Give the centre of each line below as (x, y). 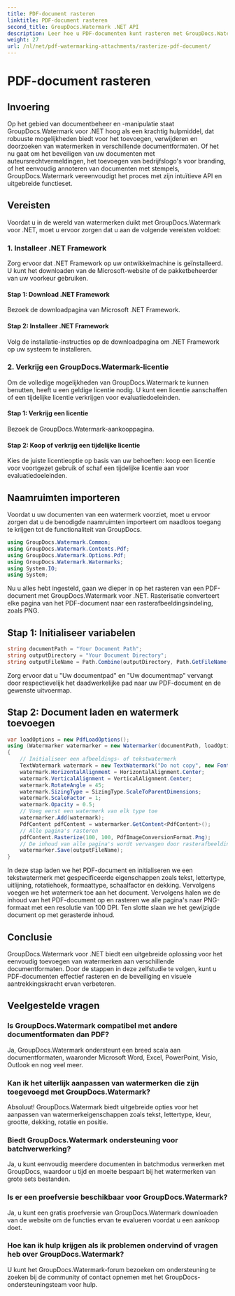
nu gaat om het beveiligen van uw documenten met (81, 154)
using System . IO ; (33, 568)
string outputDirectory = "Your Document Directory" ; (87, 655)
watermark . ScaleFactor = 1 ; (60, 798)
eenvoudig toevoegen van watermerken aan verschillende (91, 961)
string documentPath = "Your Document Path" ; (74, 649)
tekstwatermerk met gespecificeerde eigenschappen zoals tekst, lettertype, (116, 878)
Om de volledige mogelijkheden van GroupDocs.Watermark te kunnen (108, 382)
